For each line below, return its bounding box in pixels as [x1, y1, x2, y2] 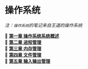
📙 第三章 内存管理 [5, 45, 42, 51]
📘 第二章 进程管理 [5, 39, 42, 45]
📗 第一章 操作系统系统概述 [5, 33, 60, 39]
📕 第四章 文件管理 [5, 51, 42, 58]
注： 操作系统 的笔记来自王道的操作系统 [5, 22, 82, 28]
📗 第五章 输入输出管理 [5, 58, 50, 64]
